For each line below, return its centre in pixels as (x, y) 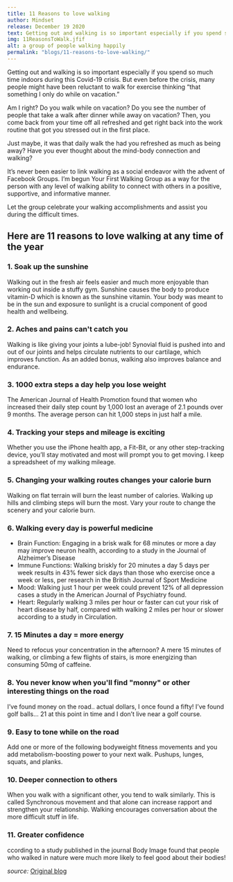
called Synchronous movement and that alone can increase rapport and (110, 802)
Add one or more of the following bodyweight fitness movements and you (112, 747)
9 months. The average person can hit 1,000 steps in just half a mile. (105, 414)
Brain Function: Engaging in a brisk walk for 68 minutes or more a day (116, 543)
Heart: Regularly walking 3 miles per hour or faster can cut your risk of (118, 602)
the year (26, 247)
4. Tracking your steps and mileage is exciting (86, 432)
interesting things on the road (58, 691)
